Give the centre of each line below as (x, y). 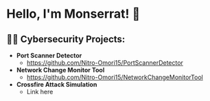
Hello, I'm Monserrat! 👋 (73, 14)
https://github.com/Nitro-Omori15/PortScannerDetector (105, 63)
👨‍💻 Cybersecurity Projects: (66, 39)
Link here (40, 92)
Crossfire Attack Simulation (57, 84)
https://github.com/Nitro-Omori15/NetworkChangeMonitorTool (115, 77)
